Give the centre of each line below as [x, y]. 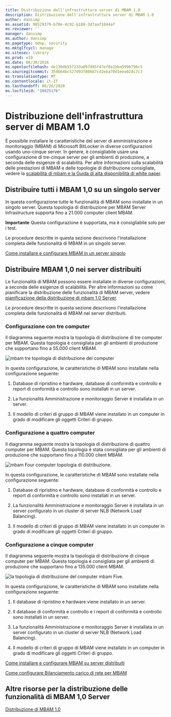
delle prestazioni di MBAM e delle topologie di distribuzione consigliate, [80, 168]
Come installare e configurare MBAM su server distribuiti [65, 663]
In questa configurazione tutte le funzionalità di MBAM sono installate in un [84, 202]
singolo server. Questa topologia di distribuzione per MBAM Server [76, 207]
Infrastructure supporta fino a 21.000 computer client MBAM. [69, 213]
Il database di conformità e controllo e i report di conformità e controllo [87, 611]
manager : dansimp [24, 34]
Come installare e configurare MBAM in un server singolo [66, 253]
